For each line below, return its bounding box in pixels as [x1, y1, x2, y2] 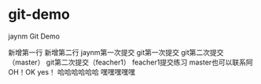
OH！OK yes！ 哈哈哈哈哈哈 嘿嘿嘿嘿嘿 [8, 67, 136, 76]
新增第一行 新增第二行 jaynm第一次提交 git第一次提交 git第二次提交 [8, 47, 224, 57]
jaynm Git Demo [8, 31, 61, 41]
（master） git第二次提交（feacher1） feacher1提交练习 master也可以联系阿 [8, 57, 253, 67]
